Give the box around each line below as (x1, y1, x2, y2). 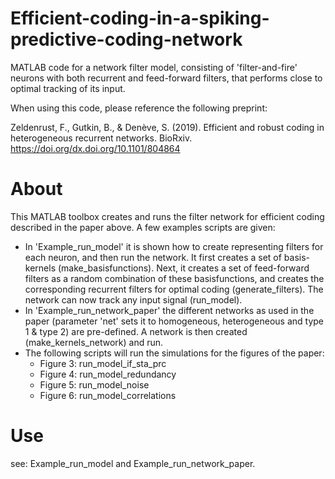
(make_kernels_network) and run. (24, 336, 164, 348)
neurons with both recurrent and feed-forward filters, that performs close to (10, 72, 323, 84)
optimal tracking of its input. (10, 82, 126, 94)
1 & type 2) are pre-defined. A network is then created (24, 325, 248, 337)
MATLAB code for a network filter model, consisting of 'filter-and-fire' (10, 61, 298, 73)
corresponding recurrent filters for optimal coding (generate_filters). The (24, 283, 324, 295)
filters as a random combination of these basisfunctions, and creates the (24, 272, 325, 284)
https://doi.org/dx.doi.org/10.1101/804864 (10, 142, 181, 154)
